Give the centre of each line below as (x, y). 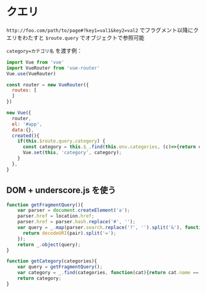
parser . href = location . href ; (56, 216)
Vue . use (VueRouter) (31, 73)
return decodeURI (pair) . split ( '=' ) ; (69, 233)
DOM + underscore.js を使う (61, 191)
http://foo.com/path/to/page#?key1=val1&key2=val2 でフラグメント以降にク (103, 30)
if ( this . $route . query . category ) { (61, 141)
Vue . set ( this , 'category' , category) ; (72, 153)
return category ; (40, 278)
